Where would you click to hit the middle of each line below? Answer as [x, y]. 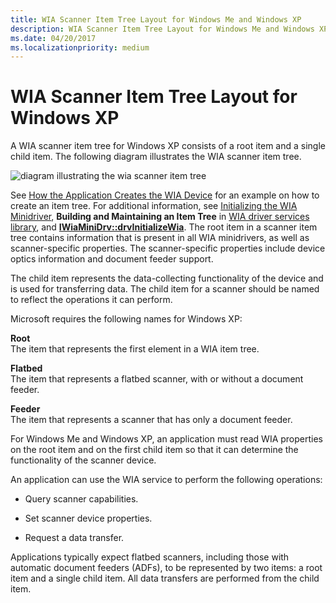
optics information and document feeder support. [112, 259]
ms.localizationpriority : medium [80, 47]
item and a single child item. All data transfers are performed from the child [165, 578]
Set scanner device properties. [88, 518]
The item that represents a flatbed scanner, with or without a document [157, 379]
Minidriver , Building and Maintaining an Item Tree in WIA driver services [160, 217]
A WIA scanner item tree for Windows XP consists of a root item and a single [168, 146]
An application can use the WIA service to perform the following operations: [166, 480]
